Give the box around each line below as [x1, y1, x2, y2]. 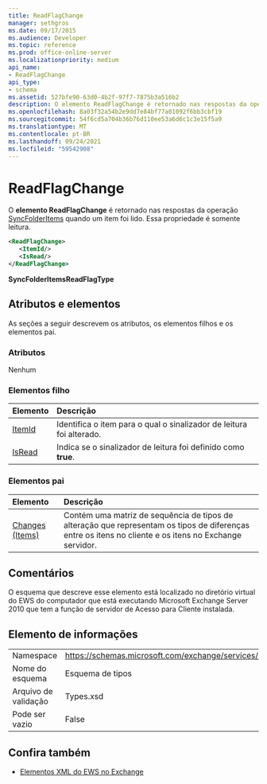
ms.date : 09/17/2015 [8, 26, 77, 34]
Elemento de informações [8, 627, 138, 641]
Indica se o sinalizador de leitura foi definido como [56, 442, 245, 453]
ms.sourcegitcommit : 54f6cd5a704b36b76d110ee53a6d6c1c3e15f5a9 [8, 115, 222, 123]
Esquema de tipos [64, 668, 133, 679]
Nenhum [8, 365, 37, 374]
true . [56, 451, 75, 462]
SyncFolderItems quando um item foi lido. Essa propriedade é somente [8, 214, 241, 224]
